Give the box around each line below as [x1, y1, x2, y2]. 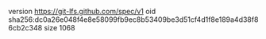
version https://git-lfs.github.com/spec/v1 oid [8, 7, 156, 16]
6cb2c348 [8, 23, 43, 32]
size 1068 [44, 23, 75, 32]
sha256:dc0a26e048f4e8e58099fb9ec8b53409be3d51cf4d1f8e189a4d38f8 [8, 15, 259, 24]
